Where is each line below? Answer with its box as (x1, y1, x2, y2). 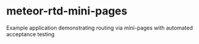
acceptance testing (6, 30, 55, 37)
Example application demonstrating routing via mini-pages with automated (6, 24, 193, 31)
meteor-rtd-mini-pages (6, 4, 128, 18)
